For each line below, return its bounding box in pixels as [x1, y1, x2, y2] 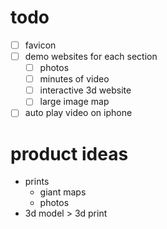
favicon [24, 39, 57, 51]
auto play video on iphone [24, 107, 133, 119]
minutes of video [39, 73, 110, 85]
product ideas [10, 142, 129, 165]
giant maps [39, 186, 87, 198]
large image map [39, 96, 110, 108]
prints [24, 176, 50, 188]
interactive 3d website [39, 84, 132, 96]
